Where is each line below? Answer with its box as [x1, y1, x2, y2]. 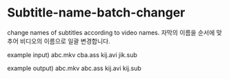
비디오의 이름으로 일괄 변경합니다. [19, 36, 110, 45]
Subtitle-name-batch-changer [7, 5, 186, 21]
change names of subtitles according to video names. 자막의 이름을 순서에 [7, 28, 215, 36]
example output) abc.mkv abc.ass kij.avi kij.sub [7, 64, 141, 72]
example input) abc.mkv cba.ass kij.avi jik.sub [7, 50, 138, 59]
